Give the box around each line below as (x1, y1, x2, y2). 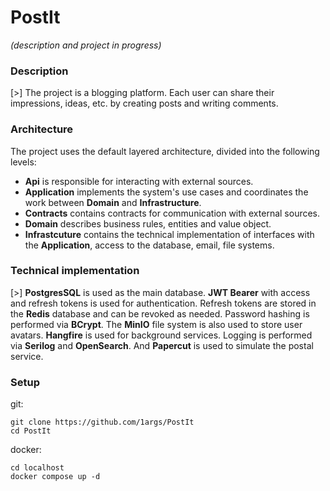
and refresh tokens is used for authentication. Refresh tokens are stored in (10, 297, 317, 309)
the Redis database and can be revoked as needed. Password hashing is (10, 307, 310, 320)
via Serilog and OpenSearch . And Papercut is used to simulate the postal (10, 339, 314, 351)
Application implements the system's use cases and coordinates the (24, 186, 309, 198)
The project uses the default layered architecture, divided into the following (10, 145, 320, 157)
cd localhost (10, 463, 65, 473)
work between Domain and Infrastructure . (24, 196, 202, 208)
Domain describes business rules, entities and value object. (24, 217, 272, 230)
